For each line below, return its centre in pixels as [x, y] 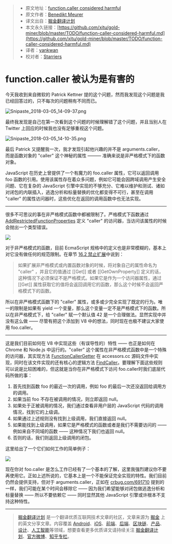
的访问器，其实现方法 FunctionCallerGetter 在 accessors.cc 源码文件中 [80, 356]
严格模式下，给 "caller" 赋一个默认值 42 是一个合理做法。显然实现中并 [92, 314]
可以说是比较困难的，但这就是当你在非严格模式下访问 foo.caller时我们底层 [83, 369]
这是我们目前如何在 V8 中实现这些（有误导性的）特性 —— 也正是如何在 [80, 343]
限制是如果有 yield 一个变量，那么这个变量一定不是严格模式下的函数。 [88, 308]
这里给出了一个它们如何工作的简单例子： [48, 448]
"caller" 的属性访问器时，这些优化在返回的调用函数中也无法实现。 [74, 198]
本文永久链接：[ [42, 27]
